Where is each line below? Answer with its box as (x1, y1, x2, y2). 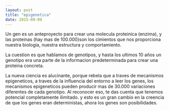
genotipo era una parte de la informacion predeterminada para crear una (5, 57, 158, 63)
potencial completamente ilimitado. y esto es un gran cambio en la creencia (5, 94, 164, 100)
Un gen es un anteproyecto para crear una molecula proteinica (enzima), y (5, 31, 162, 37)
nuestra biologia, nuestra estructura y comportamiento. (5, 42, 122, 48)
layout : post (5, 7, 33, 13)
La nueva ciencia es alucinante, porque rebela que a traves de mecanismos (5, 73, 164, 79)
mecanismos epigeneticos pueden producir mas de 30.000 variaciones (5, 83, 156, 90)
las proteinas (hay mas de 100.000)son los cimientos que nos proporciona (5, 36, 161, 42)
